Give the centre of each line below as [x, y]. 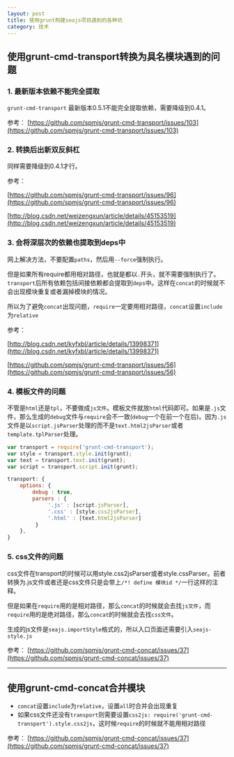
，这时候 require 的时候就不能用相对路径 [149, 724]
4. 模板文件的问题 [37, 391]
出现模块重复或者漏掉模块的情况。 [62, 291]
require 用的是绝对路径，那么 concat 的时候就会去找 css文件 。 [92, 614]
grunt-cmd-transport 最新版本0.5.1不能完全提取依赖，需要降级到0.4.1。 [109, 108]
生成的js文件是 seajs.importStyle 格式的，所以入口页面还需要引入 [100, 629]
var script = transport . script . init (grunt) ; [73, 467]
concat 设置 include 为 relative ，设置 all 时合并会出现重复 [97, 706]
